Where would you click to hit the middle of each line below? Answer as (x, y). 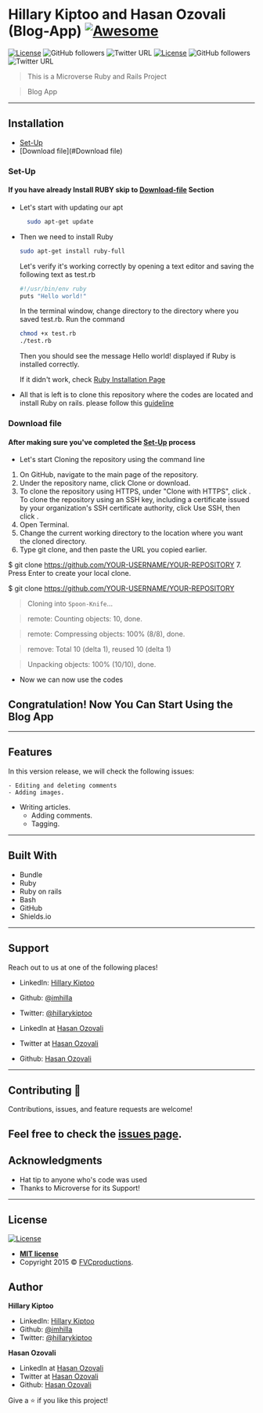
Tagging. (45, 823)
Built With (32, 856)
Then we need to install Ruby (66, 236)
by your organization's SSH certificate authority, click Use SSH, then (130, 508)
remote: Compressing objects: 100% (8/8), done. (106, 634)
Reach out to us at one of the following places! (83, 967)
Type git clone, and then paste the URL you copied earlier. (113, 550)
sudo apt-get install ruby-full (72, 251)
